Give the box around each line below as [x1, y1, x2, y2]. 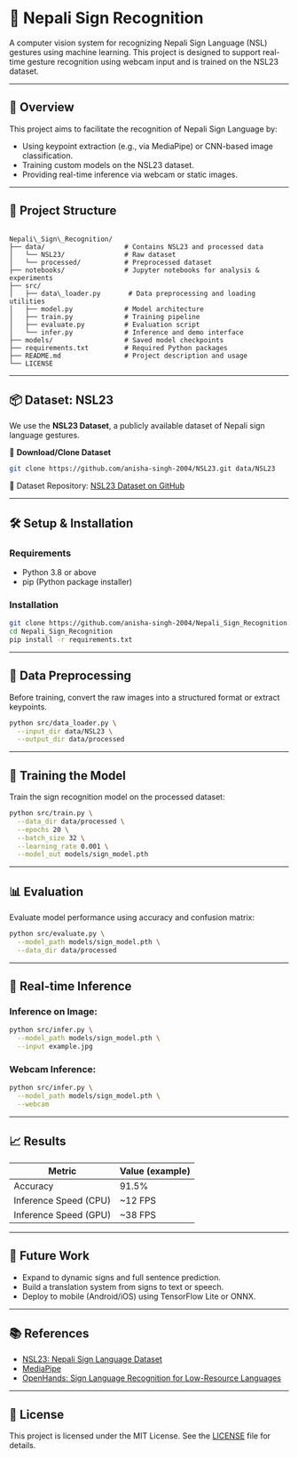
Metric [48, 1165, 77, 1177]
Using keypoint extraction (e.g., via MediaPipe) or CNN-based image [21, 140, 273, 151]
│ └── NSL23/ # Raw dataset [9, 250, 176, 259]
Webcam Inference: [9, 1063, 97, 1076]
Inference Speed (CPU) [13, 1194, 111, 1206]
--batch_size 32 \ [17, 833, 86, 843]
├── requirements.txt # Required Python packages [9, 343, 228, 352]
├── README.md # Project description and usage [9, 351, 248, 360]
